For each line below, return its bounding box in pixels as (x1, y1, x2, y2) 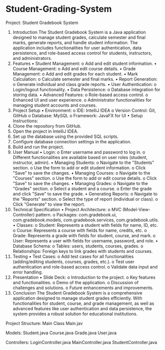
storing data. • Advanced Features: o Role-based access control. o (12, 92, 148, 98)
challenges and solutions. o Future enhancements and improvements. (12, 285, 154, 291)
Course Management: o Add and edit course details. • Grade (12, 65, 136, 72)
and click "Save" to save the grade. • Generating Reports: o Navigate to (12, 190, 158, 197)
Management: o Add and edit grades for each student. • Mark (12, 71, 138, 77)
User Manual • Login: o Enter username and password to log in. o (12, 149, 145, 155)
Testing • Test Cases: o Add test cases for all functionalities (12, 253, 134, 259)
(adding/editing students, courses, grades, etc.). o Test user (12, 259, 135, 265)
